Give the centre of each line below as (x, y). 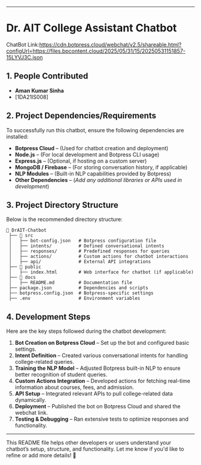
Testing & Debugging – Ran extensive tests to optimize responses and (101, 419)
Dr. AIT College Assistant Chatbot (92, 28)
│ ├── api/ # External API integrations (80, 262)
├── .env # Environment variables (74, 299)
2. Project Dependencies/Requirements (81, 116)
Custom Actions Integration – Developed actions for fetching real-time (102, 381)
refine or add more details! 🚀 (41, 455)
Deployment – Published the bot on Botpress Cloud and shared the (98, 406)
